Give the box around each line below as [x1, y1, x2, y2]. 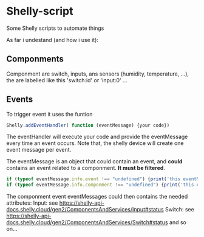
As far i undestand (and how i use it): [6, 36, 99, 43]
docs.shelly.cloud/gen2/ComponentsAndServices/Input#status [6, 206, 164, 213]
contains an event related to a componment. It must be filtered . [6, 164, 166, 172]
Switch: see [165, 206, 194, 213]
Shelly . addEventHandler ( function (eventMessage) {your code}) [6, 122, 170, 129]
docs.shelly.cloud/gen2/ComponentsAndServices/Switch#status [6, 219, 168, 226]
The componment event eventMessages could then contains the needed [6, 193, 188, 200]
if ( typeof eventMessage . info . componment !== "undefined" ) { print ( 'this [6, 182, 194, 188]
